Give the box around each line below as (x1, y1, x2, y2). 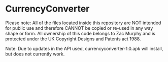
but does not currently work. (5, 51, 65, 57)
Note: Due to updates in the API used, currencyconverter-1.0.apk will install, (5, 45, 163, 51)
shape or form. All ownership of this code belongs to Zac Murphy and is (5, 30, 156, 36)
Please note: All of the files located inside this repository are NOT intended (5, 20, 161, 26)
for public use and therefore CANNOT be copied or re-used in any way (5, 25, 153, 31)
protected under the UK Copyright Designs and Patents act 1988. (5, 36, 141, 42)
